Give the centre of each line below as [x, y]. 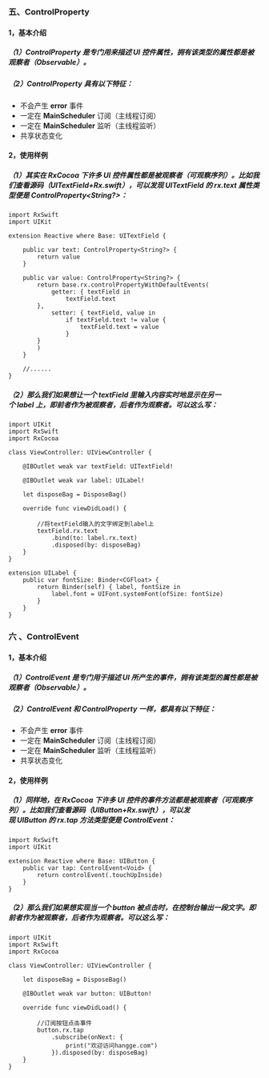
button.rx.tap [60, 1030]
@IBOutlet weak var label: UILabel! [84, 481]
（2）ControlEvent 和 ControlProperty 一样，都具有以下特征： [112, 708]
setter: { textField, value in [103, 313]
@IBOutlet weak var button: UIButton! [87, 993]
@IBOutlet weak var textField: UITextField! [98, 467]
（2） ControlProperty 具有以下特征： [71, 84]
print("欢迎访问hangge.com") [112, 1045]
